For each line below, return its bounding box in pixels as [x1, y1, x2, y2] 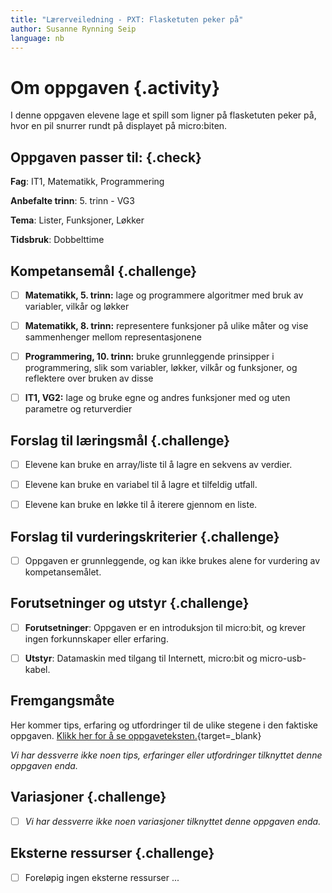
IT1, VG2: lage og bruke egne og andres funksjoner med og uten [24, 392, 291, 404]
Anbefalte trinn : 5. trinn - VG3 [10, 195, 135, 207]
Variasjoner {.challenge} [10, 789, 167, 806]
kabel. [24, 664, 51, 675]
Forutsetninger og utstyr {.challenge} [10, 595, 250, 612]
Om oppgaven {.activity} [10, 76, 221, 99]
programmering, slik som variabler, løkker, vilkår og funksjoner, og [24, 362, 298, 374]
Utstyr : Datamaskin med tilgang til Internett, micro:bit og [24, 652, 258, 664]
